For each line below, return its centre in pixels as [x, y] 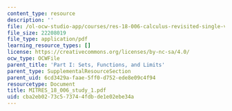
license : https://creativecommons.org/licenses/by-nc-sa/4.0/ [98, 52]
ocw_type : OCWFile [33, 59]
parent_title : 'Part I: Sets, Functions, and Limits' [86, 65]
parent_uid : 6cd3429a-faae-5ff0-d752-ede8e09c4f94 [81, 78]
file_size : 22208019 [37, 33]
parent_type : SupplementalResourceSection [69, 71]
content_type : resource [41, 13]
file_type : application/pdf [48, 39]
